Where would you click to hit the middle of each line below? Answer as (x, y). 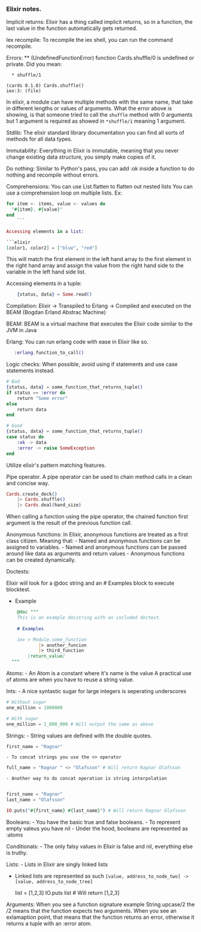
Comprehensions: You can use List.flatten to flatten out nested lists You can (100, 187)
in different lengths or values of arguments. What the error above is (89, 108)
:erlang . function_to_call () (49, 353)
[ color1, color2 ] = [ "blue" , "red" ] (52, 248)
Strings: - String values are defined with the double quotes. (79, 736)
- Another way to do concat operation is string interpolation (87, 779)
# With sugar (22, 718)
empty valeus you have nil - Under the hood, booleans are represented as (97, 828)
